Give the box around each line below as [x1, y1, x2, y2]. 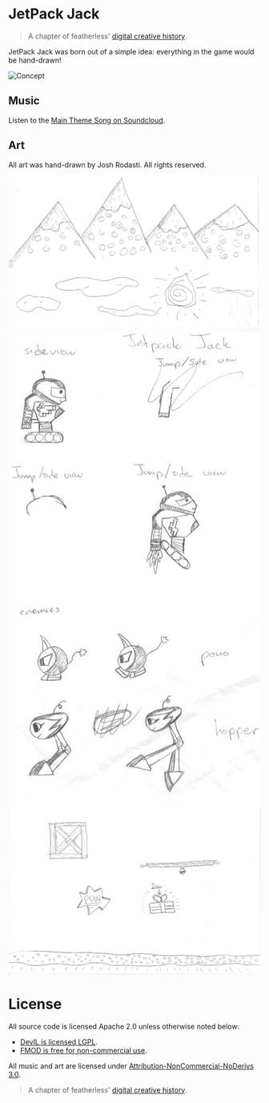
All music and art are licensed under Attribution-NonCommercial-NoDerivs [8, 1061, 255, 1070]
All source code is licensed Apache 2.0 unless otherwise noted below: [8, 1021, 240, 1031]
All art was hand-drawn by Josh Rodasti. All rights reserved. [8, 159, 207, 169]
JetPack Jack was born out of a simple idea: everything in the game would [8, 46, 255, 56]
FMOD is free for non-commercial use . [19, 1045, 147, 1055]
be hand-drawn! [8, 55, 62, 65]
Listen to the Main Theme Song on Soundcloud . [8, 115, 166, 125]
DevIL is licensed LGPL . [19, 1037, 98, 1046]
